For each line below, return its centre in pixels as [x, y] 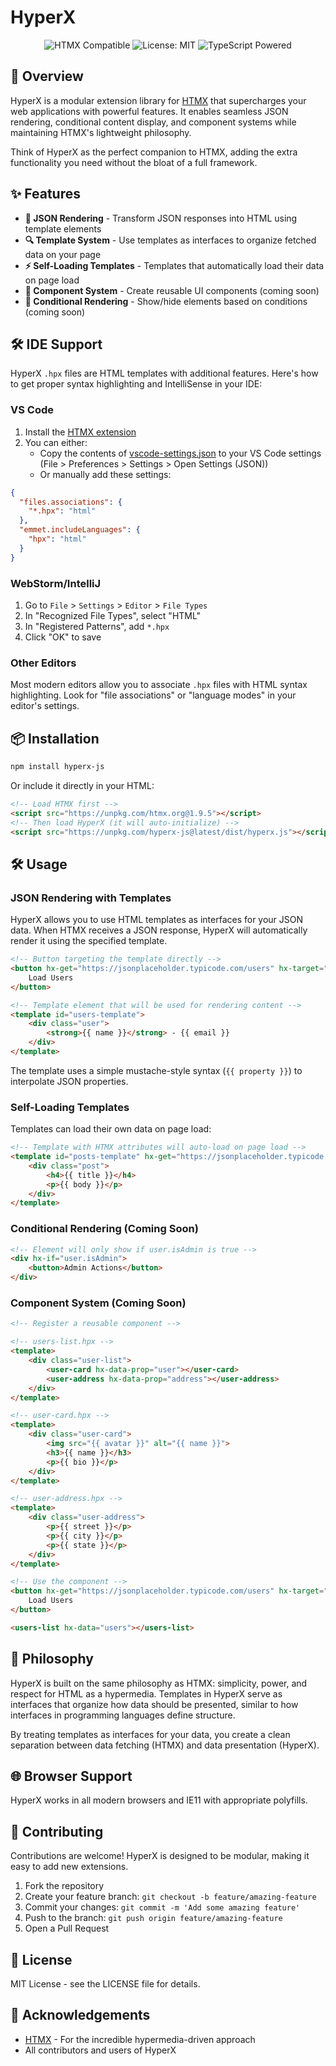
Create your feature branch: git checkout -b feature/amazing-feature [170, 1897]
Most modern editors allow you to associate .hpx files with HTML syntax [159, 685]
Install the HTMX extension [80, 432]
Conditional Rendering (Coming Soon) [104, 1229]
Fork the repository [64, 1886]
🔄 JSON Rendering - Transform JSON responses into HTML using [161, 218]
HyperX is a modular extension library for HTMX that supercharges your [158, 100]
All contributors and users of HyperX [100, 2050]
